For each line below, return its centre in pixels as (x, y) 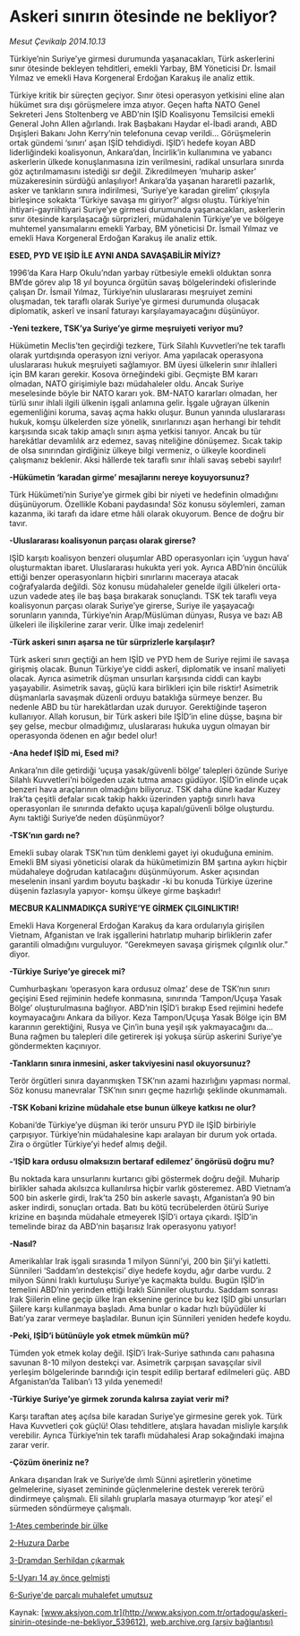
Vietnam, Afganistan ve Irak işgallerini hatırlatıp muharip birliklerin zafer (141, 935)
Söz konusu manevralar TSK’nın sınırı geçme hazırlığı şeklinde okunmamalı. (148, 1090)
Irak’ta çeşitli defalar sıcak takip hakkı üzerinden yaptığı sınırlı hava (132, 799)
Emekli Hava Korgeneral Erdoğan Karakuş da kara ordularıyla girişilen (137, 925)
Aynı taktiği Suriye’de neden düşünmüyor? (87, 818)
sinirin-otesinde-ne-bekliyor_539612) (77, 1622)
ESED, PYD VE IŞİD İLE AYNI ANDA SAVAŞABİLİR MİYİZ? (115, 255)
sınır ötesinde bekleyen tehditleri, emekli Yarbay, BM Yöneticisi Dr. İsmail (142, 68)
